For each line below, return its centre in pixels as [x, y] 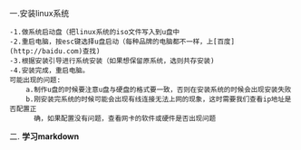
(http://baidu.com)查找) [55, 52]
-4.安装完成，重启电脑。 [49, 70]
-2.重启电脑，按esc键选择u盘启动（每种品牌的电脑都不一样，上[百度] [122, 42]
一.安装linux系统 [39, 13]
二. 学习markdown [44, 136]
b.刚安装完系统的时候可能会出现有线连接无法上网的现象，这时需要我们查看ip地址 [155, 99]
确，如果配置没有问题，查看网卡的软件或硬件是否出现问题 [125, 118]
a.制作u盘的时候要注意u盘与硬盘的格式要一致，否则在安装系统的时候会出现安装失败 [159, 89]
